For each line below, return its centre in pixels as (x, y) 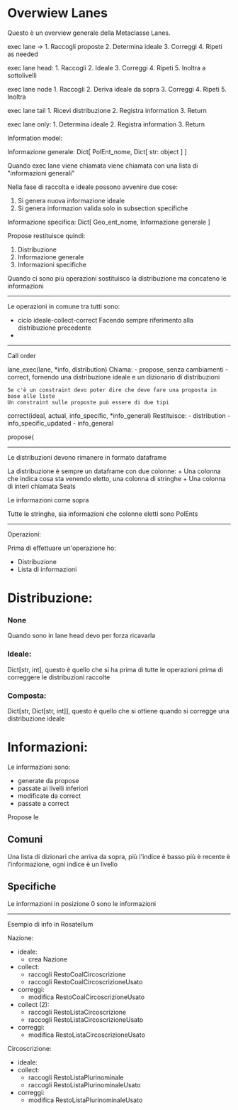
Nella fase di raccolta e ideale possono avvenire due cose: (93, 187)
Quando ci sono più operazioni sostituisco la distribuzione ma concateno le (117, 278)
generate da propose (48, 780)
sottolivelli (22, 75)
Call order (22, 355)
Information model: (35, 138)
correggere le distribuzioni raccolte (59, 677)
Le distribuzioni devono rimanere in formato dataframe (87, 457)
